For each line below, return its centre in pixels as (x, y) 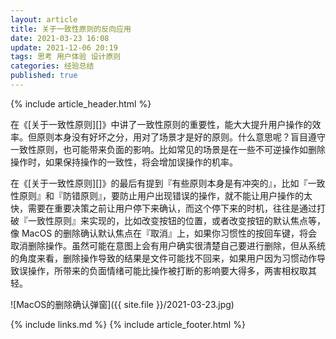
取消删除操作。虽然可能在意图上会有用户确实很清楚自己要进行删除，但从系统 (168, 245)
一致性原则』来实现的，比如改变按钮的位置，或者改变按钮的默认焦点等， (176, 220)
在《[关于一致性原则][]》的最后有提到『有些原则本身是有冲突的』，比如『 (159, 183)
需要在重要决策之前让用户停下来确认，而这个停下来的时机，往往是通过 (172, 208)
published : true (44, 76)
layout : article (44, 19)
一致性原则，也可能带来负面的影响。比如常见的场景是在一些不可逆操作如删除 (168, 149)
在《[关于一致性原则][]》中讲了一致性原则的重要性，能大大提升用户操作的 (161, 124)
